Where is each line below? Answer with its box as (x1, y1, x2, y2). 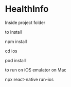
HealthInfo (5, 3, 49, 15)
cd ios (5, 48, 18, 54)
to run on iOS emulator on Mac (5, 67, 67, 73)
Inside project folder (5, 20, 46, 25)
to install (5, 29, 22, 35)
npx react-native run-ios (5, 76, 54, 82)
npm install (5, 38, 27, 44)
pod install (5, 57, 26, 63)
